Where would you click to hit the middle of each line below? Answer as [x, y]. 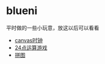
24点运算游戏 [31, 48]
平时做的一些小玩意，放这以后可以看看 [52, 28]
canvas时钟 [29, 40]
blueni [22, 11]
